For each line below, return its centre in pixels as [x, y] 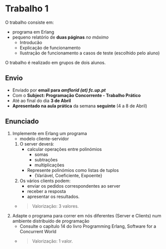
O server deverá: [37, 144]
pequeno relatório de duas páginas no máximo [60, 37]
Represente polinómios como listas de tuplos [73, 170]
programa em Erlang [33, 32]
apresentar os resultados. [53, 197]
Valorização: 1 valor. [53, 241]
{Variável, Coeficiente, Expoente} [68, 175]
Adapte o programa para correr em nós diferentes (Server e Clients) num [87, 215]
